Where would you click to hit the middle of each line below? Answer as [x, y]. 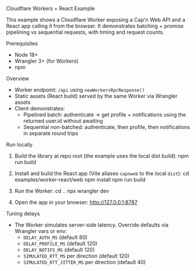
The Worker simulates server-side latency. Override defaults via [91, 225]
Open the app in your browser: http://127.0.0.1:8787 [76, 202]
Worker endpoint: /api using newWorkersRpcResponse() [80, 90]
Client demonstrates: [40, 108]
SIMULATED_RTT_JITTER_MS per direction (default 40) [85, 262]
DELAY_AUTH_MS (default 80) [55, 237]
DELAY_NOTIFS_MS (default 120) [59, 250]
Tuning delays [23, 213]
